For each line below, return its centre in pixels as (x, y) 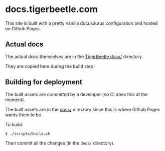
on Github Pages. (23, 28)
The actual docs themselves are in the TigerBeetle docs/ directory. (74, 56)
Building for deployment (44, 82)
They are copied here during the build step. (50, 66)
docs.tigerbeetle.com (51, 9)
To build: (14, 124)
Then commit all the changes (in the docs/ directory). (60, 143)
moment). (15, 100)
